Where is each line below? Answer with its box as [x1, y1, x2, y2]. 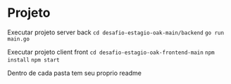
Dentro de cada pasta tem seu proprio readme [7, 69, 142, 77]
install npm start [7, 56, 60, 64]
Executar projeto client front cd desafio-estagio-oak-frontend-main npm [7, 48, 215, 56]
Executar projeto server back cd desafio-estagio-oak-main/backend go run [7, 28, 224, 36]
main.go [7, 35, 30, 43]
